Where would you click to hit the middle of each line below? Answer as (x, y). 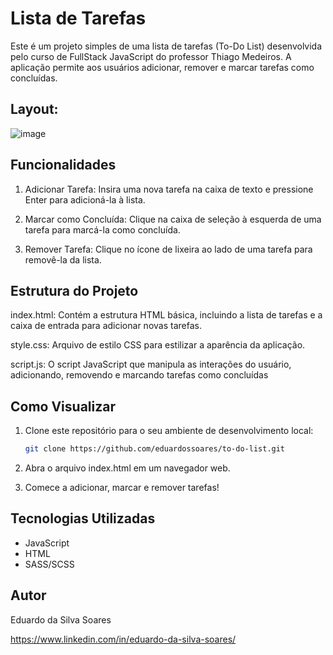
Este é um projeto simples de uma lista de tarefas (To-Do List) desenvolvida (166, 46)
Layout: (34, 109)
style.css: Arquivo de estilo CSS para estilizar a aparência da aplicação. (158, 345)
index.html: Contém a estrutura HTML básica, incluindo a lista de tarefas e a (166, 315)
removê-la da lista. (63, 259)
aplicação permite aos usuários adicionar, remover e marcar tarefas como (162, 67)
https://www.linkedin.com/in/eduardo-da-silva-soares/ (123, 639)
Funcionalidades (63, 165)
